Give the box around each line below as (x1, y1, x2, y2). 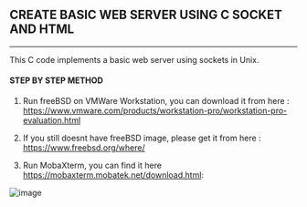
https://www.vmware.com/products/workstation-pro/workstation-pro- (22, 105, 288, 117)
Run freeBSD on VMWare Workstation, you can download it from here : (22, 96, 290, 107)
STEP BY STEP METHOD (9, 75, 103, 86)
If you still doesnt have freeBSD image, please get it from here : (22, 132, 262, 144)
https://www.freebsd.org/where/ (22, 142, 146, 153)
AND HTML (9, 22, 75, 37)
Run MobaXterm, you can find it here (22, 160, 163, 171)
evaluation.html (22, 115, 81, 126)
